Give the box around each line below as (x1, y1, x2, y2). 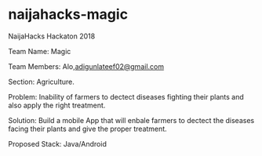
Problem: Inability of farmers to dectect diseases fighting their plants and (8, 92, 245, 101)
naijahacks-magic (8, 5, 128, 24)
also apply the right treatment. (8, 100, 106, 110)
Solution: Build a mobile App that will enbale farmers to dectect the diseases (8, 115, 255, 125)
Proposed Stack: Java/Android (8, 139, 107, 148)
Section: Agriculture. (8, 77, 75, 86)
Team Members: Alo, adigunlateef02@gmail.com (8, 61, 165, 71)
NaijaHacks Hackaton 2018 (8, 31, 96, 41)
